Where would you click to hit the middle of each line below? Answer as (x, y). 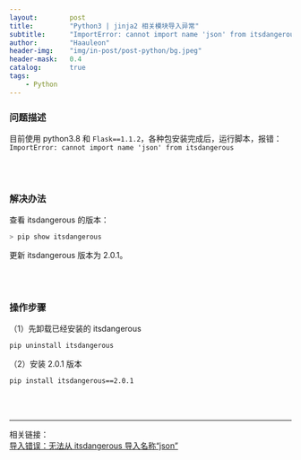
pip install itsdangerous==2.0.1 (72, 381)
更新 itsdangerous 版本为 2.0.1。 (69, 256)
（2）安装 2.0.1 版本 (46, 364)
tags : (19, 76)
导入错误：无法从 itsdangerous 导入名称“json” (94, 446)
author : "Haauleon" (60, 43)
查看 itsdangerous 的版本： (59, 220)
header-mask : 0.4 (46, 59)
